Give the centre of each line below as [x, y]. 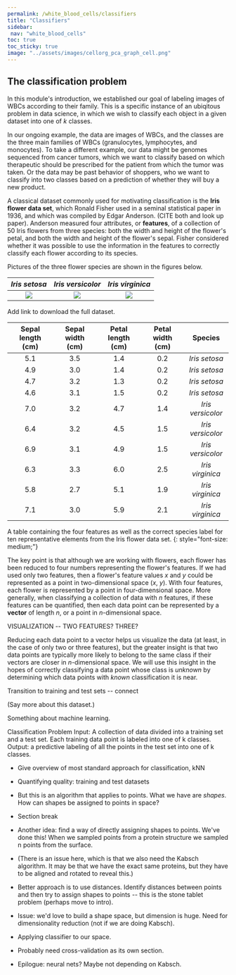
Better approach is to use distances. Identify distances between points [120, 887]
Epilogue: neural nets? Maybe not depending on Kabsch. [99, 964]
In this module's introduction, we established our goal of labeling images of [116, 99]
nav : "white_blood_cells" [48, 33]
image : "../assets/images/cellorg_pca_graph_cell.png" [89, 54]
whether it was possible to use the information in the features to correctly [113, 245]
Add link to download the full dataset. [61, 311]
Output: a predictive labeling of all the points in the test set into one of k [111, 746]
